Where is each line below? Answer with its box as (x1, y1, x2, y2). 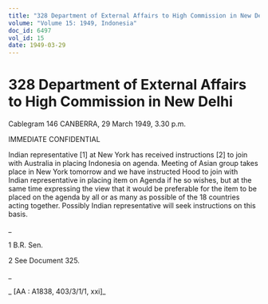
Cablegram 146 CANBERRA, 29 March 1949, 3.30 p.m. (8, 119, 186, 128)
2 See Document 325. (8, 256, 80, 266)
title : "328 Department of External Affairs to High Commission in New (8, 11, 251, 20)
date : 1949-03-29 (8, 41, 66, 49)
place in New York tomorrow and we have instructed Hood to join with (8, 167, 238, 176)
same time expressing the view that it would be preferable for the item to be (8, 184, 258, 194)
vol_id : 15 (8, 34, 45, 42)
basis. (8, 209, 28, 219)
